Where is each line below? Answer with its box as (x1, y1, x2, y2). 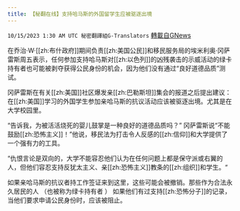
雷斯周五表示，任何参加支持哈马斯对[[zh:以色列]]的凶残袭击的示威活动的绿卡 (7, 55, 232, 63)
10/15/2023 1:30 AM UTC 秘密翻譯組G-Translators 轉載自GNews (7, 31, 191, 39)
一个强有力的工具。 (7, 138, 64, 147)
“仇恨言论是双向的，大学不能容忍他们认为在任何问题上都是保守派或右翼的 (7, 154, 224, 163)
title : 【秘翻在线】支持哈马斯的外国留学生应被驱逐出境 (7, 10, 152, 18)
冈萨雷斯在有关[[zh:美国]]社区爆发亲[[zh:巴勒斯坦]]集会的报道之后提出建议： (7, 88, 231, 96)
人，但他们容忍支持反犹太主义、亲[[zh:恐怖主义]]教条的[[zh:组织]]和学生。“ (7, 163, 229, 171)
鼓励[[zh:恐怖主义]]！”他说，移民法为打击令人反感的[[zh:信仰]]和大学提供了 (7, 130, 229, 138)
